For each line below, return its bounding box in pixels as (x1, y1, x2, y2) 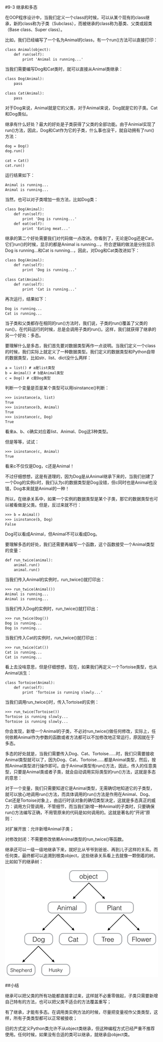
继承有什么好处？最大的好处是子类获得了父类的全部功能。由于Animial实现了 (5, 121, 156, 127)
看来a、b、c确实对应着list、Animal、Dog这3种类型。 (5, 429, 111, 434)
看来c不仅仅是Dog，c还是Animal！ (5, 463, 74, 469)
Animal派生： (5, 670, 32, 676)
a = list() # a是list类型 (5, 365, 55, 370)
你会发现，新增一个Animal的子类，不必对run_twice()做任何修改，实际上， (5, 728, 152, 734)
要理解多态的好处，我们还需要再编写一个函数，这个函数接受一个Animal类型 (5, 542, 155, 547)
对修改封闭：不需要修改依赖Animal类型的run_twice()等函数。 (5, 836, 127, 842)
